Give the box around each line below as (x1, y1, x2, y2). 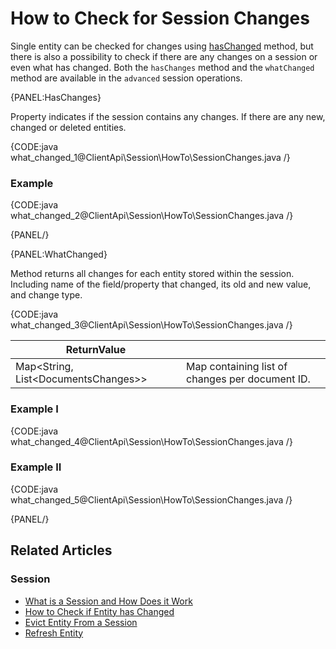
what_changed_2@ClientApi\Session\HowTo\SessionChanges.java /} (10, 210, 294, 222)
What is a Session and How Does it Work (24, 595, 193, 607)
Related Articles (10, 542, 113, 559)
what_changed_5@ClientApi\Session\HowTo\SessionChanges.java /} (10, 493, 293, 506)
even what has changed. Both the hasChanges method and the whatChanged (10, 61, 315, 73)
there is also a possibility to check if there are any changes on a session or (10, 50, 318, 62)
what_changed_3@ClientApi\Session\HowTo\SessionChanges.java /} (10, 319, 293, 331)
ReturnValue (65, 343, 127, 357)
